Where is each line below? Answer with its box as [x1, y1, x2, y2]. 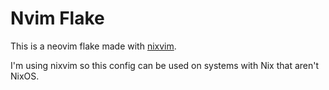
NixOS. [10, 70, 40, 82]
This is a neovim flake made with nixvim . [10, 40, 177, 52]
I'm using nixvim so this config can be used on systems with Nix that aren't [10, 59, 320, 71]
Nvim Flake [10, 7, 105, 30]
